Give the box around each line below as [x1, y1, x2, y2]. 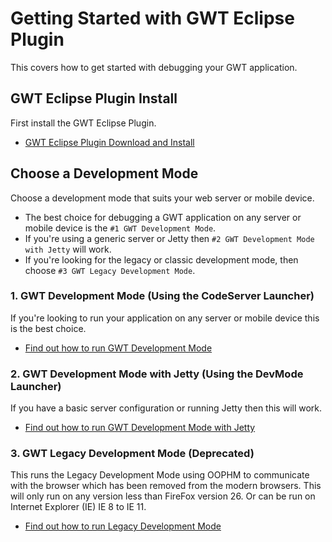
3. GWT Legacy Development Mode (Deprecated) [10, 447, 255, 461]
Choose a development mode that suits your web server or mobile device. [10, 192, 315, 204]
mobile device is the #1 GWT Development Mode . [24, 222, 217, 234]
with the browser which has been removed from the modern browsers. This [10, 480, 322, 492]
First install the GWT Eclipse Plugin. [10, 117, 157, 129]
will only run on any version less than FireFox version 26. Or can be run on [10, 490, 316, 502]
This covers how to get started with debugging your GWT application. [10, 61, 298, 73]
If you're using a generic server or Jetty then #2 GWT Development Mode [24, 232, 315, 244]
